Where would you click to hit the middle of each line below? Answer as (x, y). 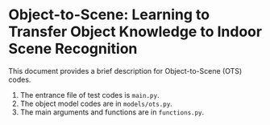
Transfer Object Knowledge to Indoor (135, 32)
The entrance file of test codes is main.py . (89, 95)
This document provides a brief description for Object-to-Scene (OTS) (125, 71)
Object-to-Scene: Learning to (109, 15)
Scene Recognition (73, 49)
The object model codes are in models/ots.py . (96, 103)
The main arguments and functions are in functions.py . (112, 112)
